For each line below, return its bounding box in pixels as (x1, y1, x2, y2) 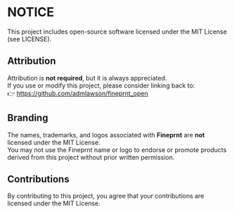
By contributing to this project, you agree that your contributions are (7, 192, 204, 200)
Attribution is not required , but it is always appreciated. (7, 74, 167, 82)
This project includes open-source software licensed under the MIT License (7, 27, 227, 36)
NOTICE (7, 4, 55, 20)
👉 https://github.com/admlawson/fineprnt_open (7, 89, 149, 97)
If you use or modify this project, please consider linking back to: (7, 81, 195, 90)
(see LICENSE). (7, 34, 52, 43)
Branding (7, 112, 48, 124)
